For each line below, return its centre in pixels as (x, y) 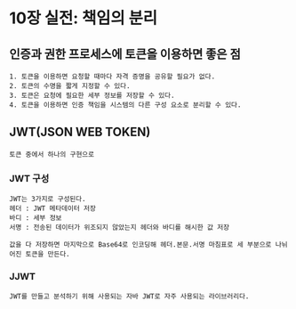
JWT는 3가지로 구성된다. (48, 199)
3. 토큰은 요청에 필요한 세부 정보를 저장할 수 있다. (92, 95)
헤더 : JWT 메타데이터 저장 (52, 209)
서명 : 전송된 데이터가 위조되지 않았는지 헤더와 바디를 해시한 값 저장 (119, 228)
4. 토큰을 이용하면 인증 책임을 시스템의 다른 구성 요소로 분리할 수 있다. (125, 105)
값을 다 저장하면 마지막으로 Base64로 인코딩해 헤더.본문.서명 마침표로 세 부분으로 (140, 245)
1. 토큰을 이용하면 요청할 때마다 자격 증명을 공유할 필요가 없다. (112, 77)
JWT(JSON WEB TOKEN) (80, 132)
